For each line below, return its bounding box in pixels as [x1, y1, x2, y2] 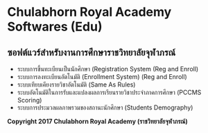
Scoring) [17, 96, 42, 104]
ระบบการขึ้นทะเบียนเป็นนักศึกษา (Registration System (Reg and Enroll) [17, 65, 199, 73]
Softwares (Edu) [7, 19, 103, 35]
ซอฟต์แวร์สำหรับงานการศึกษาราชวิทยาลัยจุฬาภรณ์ [7, 46, 176, 58]
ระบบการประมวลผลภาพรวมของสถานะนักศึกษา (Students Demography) [17, 103, 193, 112]
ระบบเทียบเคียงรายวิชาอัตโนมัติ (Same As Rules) [17, 80, 136, 89]
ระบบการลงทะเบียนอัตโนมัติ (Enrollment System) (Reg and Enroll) [17, 73, 187, 80]
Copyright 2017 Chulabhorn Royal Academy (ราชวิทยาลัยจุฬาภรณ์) [7, 117, 189, 125]
